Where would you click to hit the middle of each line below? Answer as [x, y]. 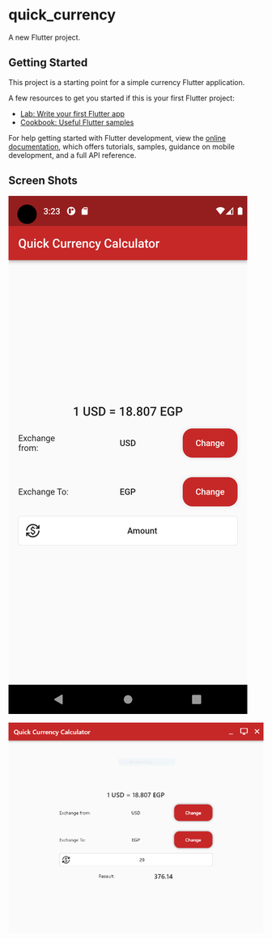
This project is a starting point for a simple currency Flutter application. [127, 82]
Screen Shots [43, 181]
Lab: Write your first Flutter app [72, 113]
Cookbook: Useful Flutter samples [77, 122]
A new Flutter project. [45, 37]
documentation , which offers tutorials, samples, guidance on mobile [121, 147]
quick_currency [62, 15]
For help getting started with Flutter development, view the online [117, 138]
